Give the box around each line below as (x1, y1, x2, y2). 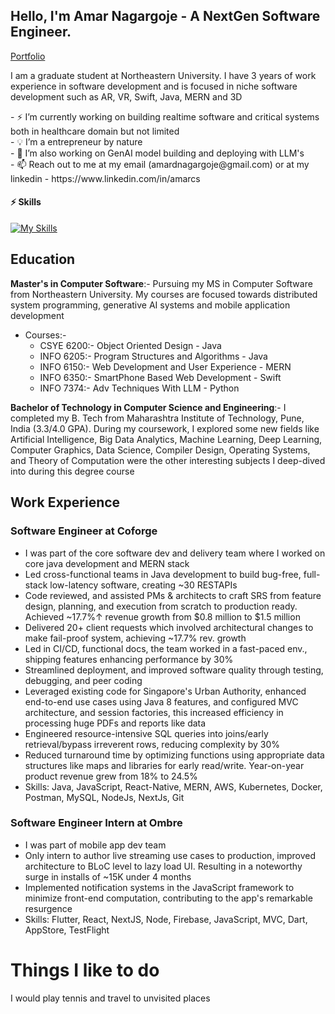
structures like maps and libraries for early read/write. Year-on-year (24, 759, 305, 771)
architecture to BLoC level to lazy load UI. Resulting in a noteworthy (24, 860, 303, 872)
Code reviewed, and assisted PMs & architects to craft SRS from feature (24, 589, 322, 601)
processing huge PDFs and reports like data (24, 717, 207, 729)
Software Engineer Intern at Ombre (10, 816, 183, 830)
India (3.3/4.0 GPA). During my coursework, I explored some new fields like (10, 422, 320, 434)
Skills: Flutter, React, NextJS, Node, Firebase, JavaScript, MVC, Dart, (24, 913, 308, 925)
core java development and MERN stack (24, 557, 190, 569)
